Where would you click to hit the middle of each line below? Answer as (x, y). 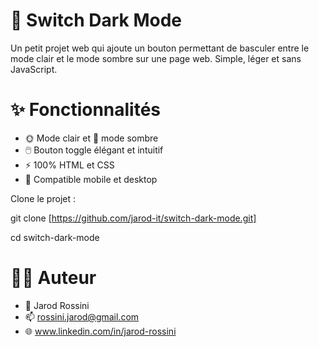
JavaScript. (34, 69)
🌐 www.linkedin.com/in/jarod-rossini (100, 331)
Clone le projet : (43, 198)
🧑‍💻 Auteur (53, 278)
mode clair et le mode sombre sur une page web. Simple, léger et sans (156, 58)
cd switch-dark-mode (55, 237)
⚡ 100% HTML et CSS (69, 165)
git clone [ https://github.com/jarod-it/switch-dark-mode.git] (133, 218)
